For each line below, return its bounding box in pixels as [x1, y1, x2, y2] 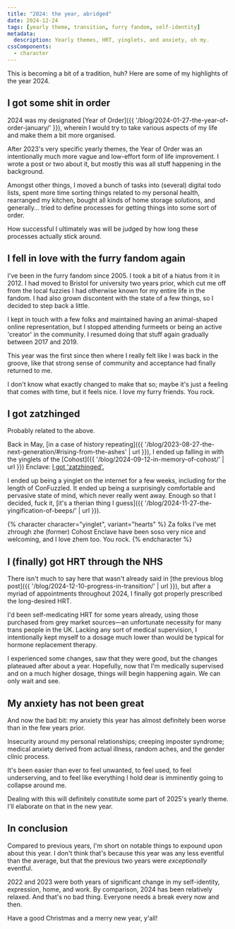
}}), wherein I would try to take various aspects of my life [52, 123, 217, 131]
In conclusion [7, 822, 68, 834]
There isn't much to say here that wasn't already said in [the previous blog [7, 574, 224, 583]
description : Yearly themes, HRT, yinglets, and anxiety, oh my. [13, 37, 210, 44]
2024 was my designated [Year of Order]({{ [7, 116, 134, 124]
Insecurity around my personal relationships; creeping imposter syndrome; [7, 737, 224, 745]
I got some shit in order [7, 97, 111, 110]
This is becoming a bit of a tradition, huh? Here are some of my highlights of [7, 69, 228, 78]
